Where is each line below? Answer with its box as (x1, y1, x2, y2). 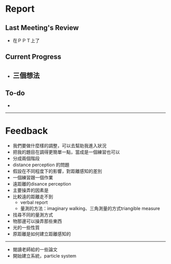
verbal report (20, 199, 48, 205)
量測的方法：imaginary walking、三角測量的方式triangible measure (20, 205, 160, 212)
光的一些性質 (12, 224, 40, 230)
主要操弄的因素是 (12, 187, 49, 193)
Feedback (5, 125, 48, 137)
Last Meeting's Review (5, 23, 79, 32)
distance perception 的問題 (12, 162, 70, 168)
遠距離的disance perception (12, 180, 71, 187)
